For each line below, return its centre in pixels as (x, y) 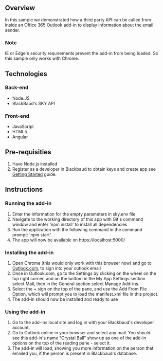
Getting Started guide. (34, 174)
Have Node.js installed (35, 164)
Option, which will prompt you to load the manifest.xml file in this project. (85, 294)
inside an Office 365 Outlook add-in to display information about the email (79, 25)
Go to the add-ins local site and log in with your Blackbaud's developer (83, 323)
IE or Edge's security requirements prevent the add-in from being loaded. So (82, 54)
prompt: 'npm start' (31, 235)
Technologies (26, 74)
